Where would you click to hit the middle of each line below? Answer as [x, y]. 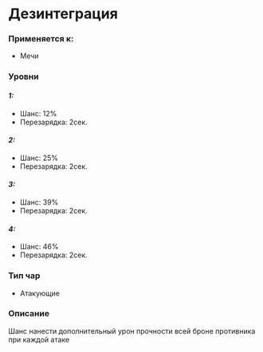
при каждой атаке [39, 339]
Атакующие [39, 293]
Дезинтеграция [63, 14]
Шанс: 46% [39, 247]
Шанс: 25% [39, 158]
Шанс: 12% [38, 113]
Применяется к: [41, 39]
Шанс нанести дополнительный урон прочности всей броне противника [132, 330]
